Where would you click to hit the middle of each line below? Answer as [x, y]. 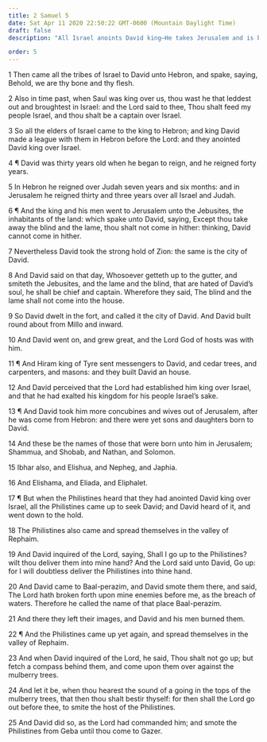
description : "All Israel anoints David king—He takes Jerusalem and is [131, 38]
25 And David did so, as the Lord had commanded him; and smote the [123, 723]
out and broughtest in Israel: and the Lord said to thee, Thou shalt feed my [130, 107]
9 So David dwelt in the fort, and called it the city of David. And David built [130, 316]
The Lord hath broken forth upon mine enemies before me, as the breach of [132, 595]
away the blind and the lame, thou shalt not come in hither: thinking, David [130, 228]
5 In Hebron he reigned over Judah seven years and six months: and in [124, 187]
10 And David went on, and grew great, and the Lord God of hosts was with [131, 340]
